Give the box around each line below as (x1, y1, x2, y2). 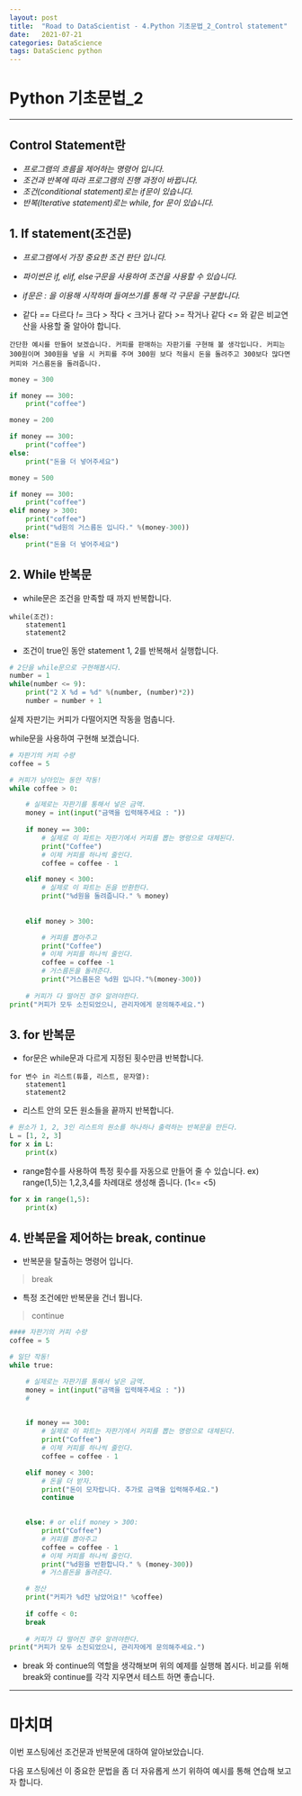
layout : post (9, 13, 58, 23)
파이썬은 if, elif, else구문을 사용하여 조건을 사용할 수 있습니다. (22, 271, 237, 282)
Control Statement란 (9, 138, 126, 153)
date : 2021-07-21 (9, 30, 83, 39)
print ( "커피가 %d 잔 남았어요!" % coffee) (25, 1593, 164, 1602)
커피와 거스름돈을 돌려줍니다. (9, 359, 102, 368)
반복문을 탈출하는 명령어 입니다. (22, 1256, 133, 1267)
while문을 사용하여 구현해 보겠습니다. (9, 733, 139, 744)
